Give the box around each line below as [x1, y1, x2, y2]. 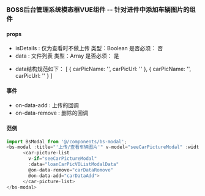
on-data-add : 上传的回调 [15, 102, 80, 109]
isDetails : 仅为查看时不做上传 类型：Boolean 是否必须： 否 [15, 45, 163, 52]
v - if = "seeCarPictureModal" [28, 156, 97, 162]
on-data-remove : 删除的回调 [15, 109, 89, 117]
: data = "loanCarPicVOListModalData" [28, 161, 119, 168]
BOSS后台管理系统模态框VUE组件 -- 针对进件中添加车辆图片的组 [6, 5, 196, 13]
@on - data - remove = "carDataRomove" [28, 167, 114, 173]
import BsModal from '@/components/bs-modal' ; [6, 138, 127, 145]
